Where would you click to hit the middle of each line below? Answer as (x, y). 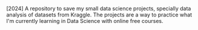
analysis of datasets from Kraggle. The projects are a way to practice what (99, 15)
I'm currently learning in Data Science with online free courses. (85, 21)
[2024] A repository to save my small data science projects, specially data (99, 9)
